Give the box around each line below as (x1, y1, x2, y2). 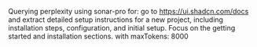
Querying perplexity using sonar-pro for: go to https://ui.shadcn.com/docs (8, 7, 249, 16)
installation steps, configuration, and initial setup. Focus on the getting (8, 23, 236, 32)
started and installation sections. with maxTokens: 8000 (8, 31, 189, 41)
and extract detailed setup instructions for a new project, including (8, 15, 224, 24)
